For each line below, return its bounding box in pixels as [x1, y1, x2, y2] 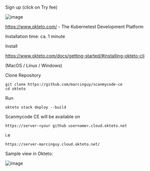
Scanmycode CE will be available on [5, 114, 81, 119]
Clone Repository [5, 72, 41, 78]
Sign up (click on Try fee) [5, 5, 58, 10]
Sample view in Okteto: [5, 150, 53, 156]
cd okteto [5, 86, 26, 91]
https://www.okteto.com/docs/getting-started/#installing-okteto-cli [5, 53, 145, 59]
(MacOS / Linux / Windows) [5, 63, 62, 68]
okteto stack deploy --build [5, 105, 66, 110]
